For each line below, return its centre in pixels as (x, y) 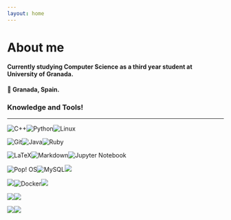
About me (36, 47)
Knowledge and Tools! (45, 107)
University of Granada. (40, 74)
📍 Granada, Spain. (33, 89)
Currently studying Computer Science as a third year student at (100, 67)
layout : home (26, 13)
